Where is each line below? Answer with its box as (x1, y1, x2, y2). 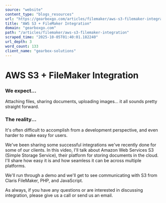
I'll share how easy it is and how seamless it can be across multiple (5, 158, 142, 164)
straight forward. (5, 103, 40, 109)
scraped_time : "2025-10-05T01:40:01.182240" (5, 35, 98, 40)
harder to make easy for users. (5, 133, 68, 138)
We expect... (5, 87, 37, 94)
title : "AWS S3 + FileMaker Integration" (5, 21, 92, 26)
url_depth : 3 (5, 39, 32, 44)
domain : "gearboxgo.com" (5, 26, 56, 31)
